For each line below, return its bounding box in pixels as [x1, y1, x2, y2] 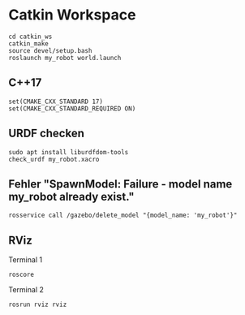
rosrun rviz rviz [8, 300, 67, 309]
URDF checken [8, 127, 85, 140]
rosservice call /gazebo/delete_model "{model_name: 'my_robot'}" [8, 211, 238, 220]
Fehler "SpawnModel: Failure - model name [8, 177, 233, 191]
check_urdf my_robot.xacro [8, 155, 100, 163]
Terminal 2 [8, 285, 45, 295]
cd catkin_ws [8, 32, 53, 41]
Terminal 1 [8, 255, 43, 265]
